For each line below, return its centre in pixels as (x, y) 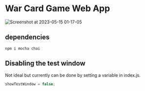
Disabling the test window (45, 64)
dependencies (27, 37)
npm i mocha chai (23, 48)
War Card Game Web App (58, 9)
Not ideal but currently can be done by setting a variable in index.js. (73, 75)
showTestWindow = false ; (30, 84)
